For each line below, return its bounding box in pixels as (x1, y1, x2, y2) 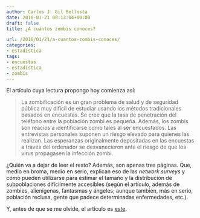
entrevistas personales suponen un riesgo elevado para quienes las (21, 130, 190, 138)
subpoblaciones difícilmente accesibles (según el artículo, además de (6, 181, 180, 188)
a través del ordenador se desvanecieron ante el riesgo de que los (21, 143, 186, 151)
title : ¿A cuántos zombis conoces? (6, 25, 96, 32)
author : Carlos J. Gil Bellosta (6, 8, 88, 15)
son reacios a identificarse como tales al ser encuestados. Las (21, 124, 177, 132)
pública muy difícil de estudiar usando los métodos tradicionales (21, 105, 182, 112)
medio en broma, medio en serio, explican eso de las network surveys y (6, 168, 185, 175)
